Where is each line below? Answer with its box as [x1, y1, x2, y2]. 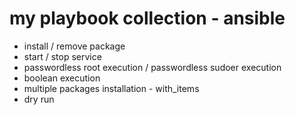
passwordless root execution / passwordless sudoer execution [23, 61, 282, 73]
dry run [23, 93, 55, 105]
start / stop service [23, 50, 102, 62]
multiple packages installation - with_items [23, 82, 200, 94]
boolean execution [23, 72, 101, 84]
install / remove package [23, 40, 126, 52]
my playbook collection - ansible [9, 7, 286, 30]
